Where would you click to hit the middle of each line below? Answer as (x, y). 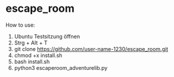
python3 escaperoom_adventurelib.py (61, 68)
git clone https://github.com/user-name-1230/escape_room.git (91, 49)
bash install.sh (32, 62)
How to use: (20, 25)
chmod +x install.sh (38, 55)
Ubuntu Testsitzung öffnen (47, 36)
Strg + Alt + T (31, 43)
